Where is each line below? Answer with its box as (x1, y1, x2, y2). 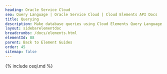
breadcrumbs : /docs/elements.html (5, 30, 77, 35)
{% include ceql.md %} (5, 63, 53, 69)
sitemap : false (5, 49, 37, 54)
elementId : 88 (5, 35, 35, 40)
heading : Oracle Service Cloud (5, 7, 70, 12)
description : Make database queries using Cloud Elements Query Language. (5, 21, 164, 26)
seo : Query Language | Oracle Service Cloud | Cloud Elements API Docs (5, 12, 157, 17)
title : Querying (5, 16, 39, 21)
